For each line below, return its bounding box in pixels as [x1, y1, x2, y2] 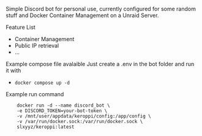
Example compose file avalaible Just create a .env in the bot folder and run [6, 61, 195, 67]
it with [6, 67, 21, 74]
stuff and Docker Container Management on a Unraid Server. [6, 12, 159, 19]
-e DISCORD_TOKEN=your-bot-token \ [17, 108, 108, 114]
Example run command [6, 91, 64, 97]
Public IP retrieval [14, 42, 59, 49]
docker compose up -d [14, 80, 70, 86]
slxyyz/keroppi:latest [17, 124, 75, 130]
